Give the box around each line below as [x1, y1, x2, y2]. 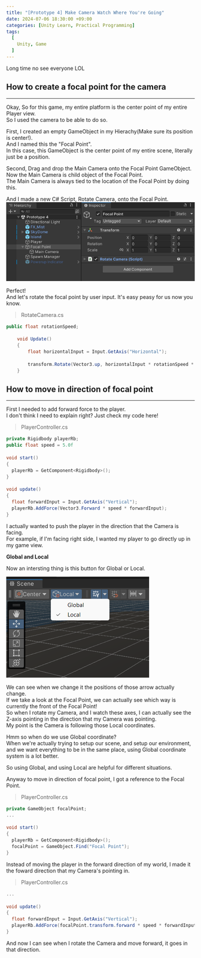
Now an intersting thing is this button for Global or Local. [6, 565, 145, 572]
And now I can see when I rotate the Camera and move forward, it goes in [6, 939, 188, 947]
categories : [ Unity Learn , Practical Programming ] [6, 22, 135, 28]
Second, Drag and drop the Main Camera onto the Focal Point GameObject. [6, 164, 192, 172]
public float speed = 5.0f [6, 443, 74, 449]
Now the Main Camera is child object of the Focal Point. [6, 171, 144, 178]
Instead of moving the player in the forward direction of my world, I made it [6, 861, 191, 868]
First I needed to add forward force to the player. [6, 405, 126, 413]
